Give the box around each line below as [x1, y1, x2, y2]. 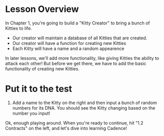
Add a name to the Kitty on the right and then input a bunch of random [12, 100, 157, 106]
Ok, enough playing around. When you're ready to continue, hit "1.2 [5, 120, 144, 126]
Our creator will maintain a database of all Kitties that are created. [12, 35, 148, 41]
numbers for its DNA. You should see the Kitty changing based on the [12, 105, 156, 111]
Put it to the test [5, 83, 72, 95]
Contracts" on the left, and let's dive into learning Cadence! [5, 125, 127, 131]
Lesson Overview [5, 3, 79, 15]
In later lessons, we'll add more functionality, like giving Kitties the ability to [5, 55, 160, 61]
